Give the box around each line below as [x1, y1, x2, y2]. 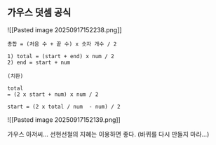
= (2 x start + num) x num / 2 [7, 90, 99, 98]
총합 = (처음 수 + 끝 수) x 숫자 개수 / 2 [7, 41, 117, 48]
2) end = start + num [7, 59, 71, 66]
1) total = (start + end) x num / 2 [7, 53, 114, 60]
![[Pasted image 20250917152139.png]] [7, 115, 121, 124]
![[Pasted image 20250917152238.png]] [7, 25, 122, 34]
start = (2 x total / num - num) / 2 [7, 103, 121, 110]
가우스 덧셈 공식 [7, 6, 72, 19]
